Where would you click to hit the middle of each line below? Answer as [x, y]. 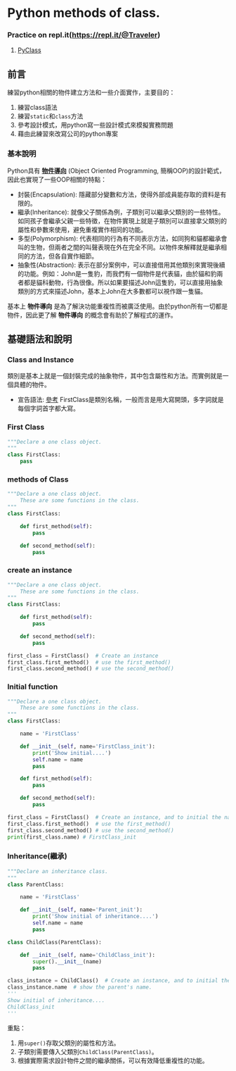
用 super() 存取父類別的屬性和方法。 [68, 1043]
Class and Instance [41, 359]
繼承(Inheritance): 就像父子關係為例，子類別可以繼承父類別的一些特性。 [121, 212]
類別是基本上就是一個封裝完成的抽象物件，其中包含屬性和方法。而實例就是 [115, 376]
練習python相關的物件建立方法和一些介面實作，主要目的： [91, 92]
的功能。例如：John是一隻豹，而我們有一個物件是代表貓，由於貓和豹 [117, 273]
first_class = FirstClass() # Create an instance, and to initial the [114, 817]
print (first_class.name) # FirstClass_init [72, 837]
